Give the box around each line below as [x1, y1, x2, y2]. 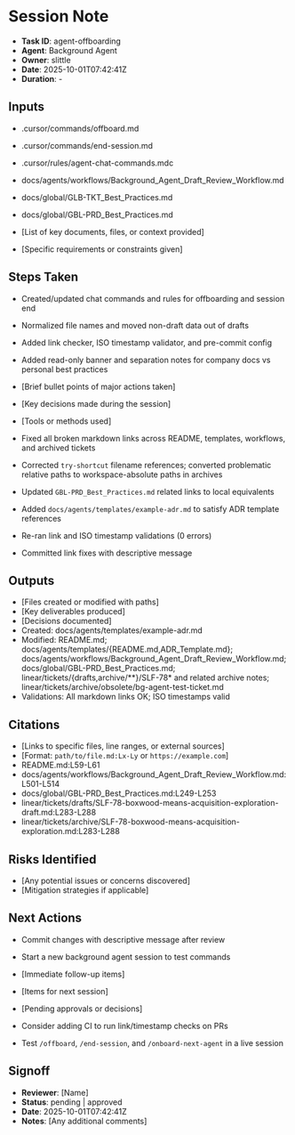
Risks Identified [8, 852, 97, 867]
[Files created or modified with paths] [20, 596, 159, 607]
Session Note [8, 6, 109, 27]
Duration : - [20, 73, 63, 84]
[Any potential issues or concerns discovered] [20, 875, 190, 886]
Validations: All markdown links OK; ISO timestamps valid [20, 692, 230, 702]
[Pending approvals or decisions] [20, 1003, 143, 1014]
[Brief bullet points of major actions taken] [20, 381, 176, 392]
